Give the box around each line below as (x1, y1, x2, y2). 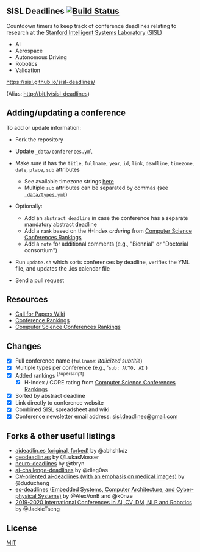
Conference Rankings (15, 317, 70, 324)
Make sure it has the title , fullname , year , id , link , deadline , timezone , (15, 159, 195, 166)
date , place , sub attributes (15, 166, 80, 173)
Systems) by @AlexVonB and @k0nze (37, 492, 133, 500)
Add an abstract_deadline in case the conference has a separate (24, 214, 188, 221)
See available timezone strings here (24, 177, 114, 185)
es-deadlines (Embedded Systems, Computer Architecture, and (15, 486, 175, 494)
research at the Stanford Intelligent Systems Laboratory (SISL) (6, 29, 163, 36)
